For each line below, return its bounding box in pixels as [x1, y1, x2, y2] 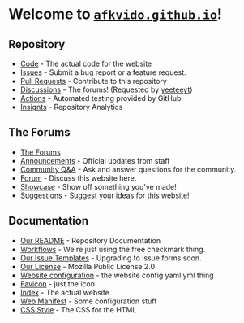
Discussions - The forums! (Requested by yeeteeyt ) [19, 85, 193, 94]
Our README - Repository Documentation [19, 235, 161, 245]
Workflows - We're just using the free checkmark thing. [19, 244, 206, 254]
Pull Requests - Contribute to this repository [19, 76, 168, 85]
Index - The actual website [19, 287, 109, 297]
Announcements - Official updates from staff [19, 155, 170, 165]
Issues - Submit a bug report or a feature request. [19, 68, 186, 77]
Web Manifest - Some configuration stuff [19, 296, 157, 306]
